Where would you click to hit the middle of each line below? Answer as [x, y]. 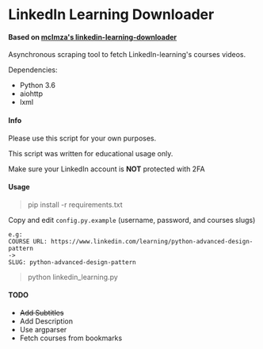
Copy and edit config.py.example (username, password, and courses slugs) [132, 220]
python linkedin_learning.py [73, 277]
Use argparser [43, 330]
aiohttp [31, 94]
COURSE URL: [28, 241]
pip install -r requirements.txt [75, 205]
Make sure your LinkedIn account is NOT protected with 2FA [107, 169]
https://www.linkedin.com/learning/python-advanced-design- [152, 241]
